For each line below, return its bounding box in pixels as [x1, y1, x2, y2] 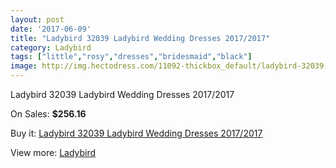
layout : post [10, 14, 65, 25]
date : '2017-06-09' [10, 24, 92, 34]
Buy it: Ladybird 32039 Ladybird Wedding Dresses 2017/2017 [10, 127, 263, 139]
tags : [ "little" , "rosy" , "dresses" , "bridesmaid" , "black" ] [10, 52, 253, 62]
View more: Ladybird [10, 147, 97, 158]
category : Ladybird [10, 42, 92, 53]
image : [10, 61, 38, 71]
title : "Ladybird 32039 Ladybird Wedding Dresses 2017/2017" [10, 33, 271, 43]
